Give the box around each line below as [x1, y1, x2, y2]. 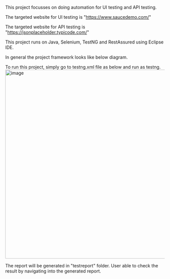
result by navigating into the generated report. [5, 268, 101, 274]
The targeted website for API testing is [5, 24, 86, 30]
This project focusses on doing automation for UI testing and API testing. [5, 5, 157, 10]
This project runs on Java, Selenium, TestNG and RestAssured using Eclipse [5, 39, 164, 45]
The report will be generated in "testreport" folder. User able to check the [5, 263, 158, 268]
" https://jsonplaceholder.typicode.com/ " [5, 29, 90, 35]
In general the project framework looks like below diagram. [5, 54, 128, 60]
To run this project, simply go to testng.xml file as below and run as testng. [5, 64, 161, 70]
